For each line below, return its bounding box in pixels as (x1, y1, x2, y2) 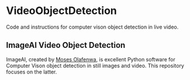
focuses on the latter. (6, 68, 57, 75)
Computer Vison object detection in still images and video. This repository (6, 62, 184, 69)
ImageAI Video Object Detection (6, 40, 126, 50)
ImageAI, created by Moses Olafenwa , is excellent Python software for (6, 55, 175, 62)
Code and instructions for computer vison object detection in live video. (6, 23, 179, 30)
